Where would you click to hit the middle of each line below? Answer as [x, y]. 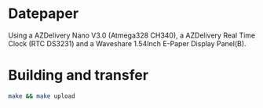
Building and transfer [79, 76]
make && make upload [42, 96]
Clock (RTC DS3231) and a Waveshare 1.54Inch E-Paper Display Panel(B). [127, 43]
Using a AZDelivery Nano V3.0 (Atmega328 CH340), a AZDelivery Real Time [132, 35]
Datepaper [44, 14]
